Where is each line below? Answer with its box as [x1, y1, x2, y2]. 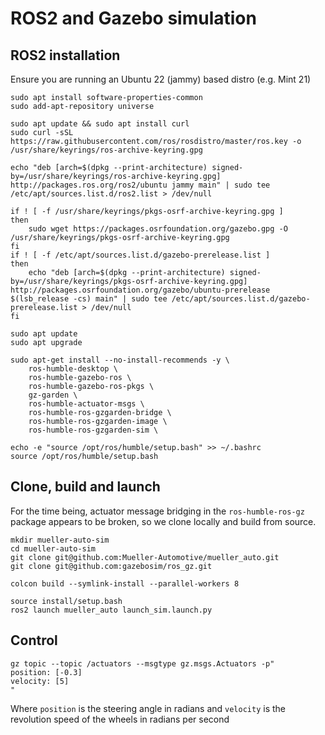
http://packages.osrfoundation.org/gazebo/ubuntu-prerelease [10, 285, 271, 295]
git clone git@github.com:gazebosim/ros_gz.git [10, 561, 213, 571]
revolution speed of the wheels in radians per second [10, 713, 230, 725]
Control [10, 632, 58, 649]
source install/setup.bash [10, 596, 123, 606]
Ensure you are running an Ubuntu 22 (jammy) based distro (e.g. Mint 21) [10, 73, 312, 85]
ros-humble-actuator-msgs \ [28, 399, 145, 409]
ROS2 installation [10, 47, 121, 64]
